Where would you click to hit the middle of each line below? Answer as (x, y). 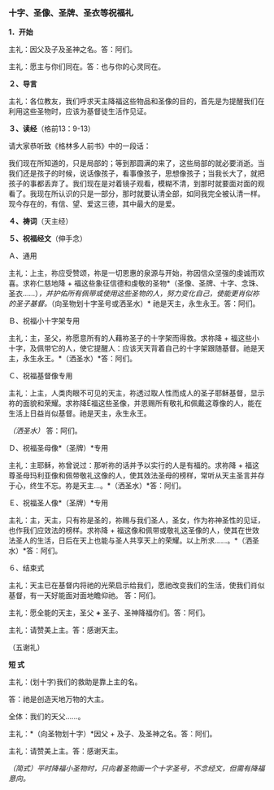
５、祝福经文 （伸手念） (48, 238)
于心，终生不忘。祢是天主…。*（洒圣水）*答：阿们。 (97, 486)
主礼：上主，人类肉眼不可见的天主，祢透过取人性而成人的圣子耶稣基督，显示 (137, 393)
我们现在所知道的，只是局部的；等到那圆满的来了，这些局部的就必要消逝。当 (137, 164)
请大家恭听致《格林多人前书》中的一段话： (80, 146)
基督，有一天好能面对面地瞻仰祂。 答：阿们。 (84, 596)
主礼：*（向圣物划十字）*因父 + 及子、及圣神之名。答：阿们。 (113, 734)
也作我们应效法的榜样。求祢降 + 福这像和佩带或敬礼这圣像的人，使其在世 (130, 530)
